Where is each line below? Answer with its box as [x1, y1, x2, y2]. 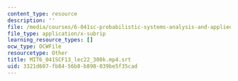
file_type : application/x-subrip [7, 30, 106, 37]
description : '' [7, 17, 55, 24]
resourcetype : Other [7, 50, 69, 57]
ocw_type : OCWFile [7, 43, 62, 50]
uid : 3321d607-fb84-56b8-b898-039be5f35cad [7, 63, 138, 70]
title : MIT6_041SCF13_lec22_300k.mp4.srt [7, 56, 132, 63]
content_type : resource [7, 10, 78, 18]
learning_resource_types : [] [7, 37, 93, 44]
